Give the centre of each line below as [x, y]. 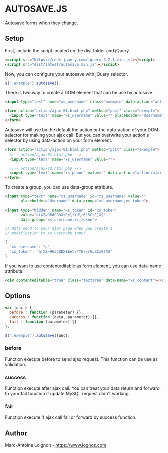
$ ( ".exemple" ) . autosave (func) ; [38, 335]
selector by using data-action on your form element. [59, 140]
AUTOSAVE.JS [36, 9]
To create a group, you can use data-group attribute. [59, 187]
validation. [16, 364]
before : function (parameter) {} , [47, 312]
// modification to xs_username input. [47, 233]
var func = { [19, 308]
